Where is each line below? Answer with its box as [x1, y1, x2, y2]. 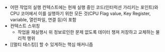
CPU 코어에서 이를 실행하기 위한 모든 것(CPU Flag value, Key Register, [10, 10, 151, 16]
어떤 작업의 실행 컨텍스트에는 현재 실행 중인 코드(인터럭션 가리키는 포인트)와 [10, 4, 158, 10]
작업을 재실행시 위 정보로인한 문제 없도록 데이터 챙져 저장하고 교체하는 [17, 29, 155, 35]
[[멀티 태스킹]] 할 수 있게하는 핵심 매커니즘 [10, 42, 93, 47]
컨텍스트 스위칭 [10, 23, 40, 29]
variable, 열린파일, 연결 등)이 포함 [10, 17, 76, 22]
